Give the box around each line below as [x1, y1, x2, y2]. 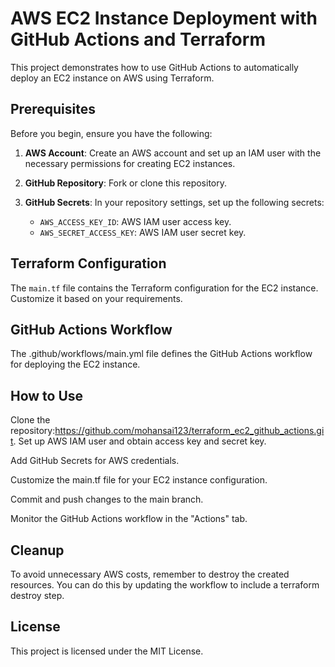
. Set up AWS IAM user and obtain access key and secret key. [13, 435, 267, 447]
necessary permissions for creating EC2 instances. [24, 157, 236, 169]
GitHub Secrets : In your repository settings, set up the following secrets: [24, 196, 325, 208]
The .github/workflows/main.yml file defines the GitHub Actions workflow [10, 348, 313, 360]
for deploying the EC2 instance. [10, 358, 141, 371]
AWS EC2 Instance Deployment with [10, 7, 318, 30]
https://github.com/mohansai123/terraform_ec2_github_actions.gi [54, 425, 325, 437]
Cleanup [10, 542, 65, 559]
